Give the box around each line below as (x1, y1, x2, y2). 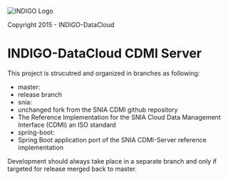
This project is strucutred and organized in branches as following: (7, 68, 200, 78)
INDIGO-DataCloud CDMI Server (7, 46, 202, 62)
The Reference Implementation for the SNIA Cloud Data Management (17, 112, 221, 121)
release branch (17, 90, 63, 99)
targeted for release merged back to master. (7, 164, 138, 173)
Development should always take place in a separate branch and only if (7, 157, 217, 165)
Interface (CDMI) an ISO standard (17, 120, 116, 129)
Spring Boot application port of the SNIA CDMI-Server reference (17, 135, 207, 144)
